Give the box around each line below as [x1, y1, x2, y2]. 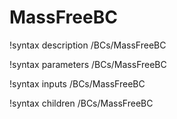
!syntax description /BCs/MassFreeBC [9, 39, 167, 51]
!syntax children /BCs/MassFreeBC [9, 97, 154, 109]
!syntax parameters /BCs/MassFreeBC [9, 58, 167, 70]
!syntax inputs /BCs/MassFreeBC [9, 77, 146, 90]
